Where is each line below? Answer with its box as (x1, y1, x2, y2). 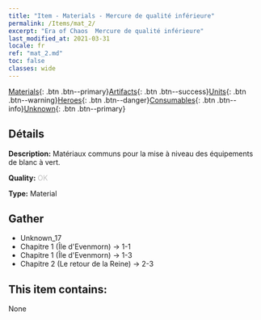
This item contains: (8, 282, 107, 296)
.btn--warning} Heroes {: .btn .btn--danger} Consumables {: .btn (8, 95, 216, 105)
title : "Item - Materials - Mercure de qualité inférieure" (8, 11, 216, 20)
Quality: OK (8, 173, 48, 183)
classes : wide (8, 65, 57, 73)
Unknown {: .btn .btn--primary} (23, 103, 126, 113)
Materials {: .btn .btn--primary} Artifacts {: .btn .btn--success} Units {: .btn (8, 86, 246, 96)
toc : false (8, 57, 45, 65)
